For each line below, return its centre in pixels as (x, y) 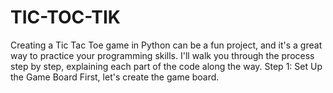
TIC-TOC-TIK (65, 17)
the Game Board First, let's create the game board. (115, 77)
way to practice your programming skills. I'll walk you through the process (162, 55)
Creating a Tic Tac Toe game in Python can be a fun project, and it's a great (166, 45)
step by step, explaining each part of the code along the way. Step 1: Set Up (166, 66)
